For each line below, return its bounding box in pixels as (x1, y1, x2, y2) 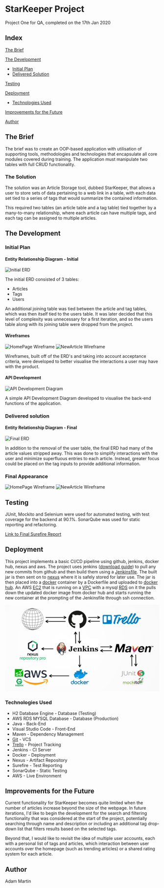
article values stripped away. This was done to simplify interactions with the (5, 450, 158, 456)
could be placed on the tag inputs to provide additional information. (5, 461, 141, 467)
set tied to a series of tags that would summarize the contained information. (5, 195, 158, 201)
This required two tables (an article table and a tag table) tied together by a (5, 204, 157, 210)
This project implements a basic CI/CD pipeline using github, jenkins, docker (5, 558, 159, 564)
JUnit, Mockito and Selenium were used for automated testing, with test (5, 511, 150, 518)
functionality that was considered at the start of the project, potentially (5, 815, 147, 821)
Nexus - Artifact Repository (12, 757, 68, 763)
